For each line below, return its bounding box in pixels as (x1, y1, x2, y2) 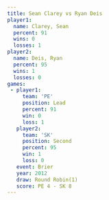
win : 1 (22, 151, 41, 158)
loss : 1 (22, 118, 45, 126)
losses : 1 (13, 42, 41, 49)
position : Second (22, 138, 72, 145)
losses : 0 (13, 74, 41, 81)
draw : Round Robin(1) (16, 176, 78, 183)
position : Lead (22, 100, 66, 107)
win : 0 (22, 112, 41, 119)
